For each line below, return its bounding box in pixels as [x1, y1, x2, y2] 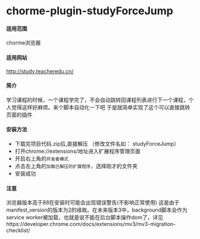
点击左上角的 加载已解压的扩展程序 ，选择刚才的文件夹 [14, 162, 138, 169]
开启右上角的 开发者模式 [14, 155, 69, 162]
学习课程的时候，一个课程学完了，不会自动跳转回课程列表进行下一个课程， [6, 96, 189, 103]
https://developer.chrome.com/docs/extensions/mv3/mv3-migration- [6, 221, 176, 228]
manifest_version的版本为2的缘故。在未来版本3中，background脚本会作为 [6, 206, 187, 213]
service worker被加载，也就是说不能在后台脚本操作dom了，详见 [6, 214, 164, 221]
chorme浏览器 [6, 39, 41, 46]
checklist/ [6, 227, 30, 234]
